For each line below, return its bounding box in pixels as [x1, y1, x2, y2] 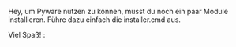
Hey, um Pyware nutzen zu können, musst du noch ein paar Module [8, 7, 229, 16]
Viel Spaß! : [8, 31, 46, 39]
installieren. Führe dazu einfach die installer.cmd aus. [8, 15, 182, 24]
